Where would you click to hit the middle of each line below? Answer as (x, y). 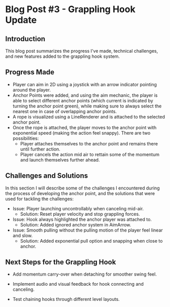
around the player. (31, 90)
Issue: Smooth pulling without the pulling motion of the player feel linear (88, 230)
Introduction (25, 39)
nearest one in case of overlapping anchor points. (65, 111)
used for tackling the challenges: (39, 199)
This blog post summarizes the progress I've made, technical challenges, (82, 51)
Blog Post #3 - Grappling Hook (70, 9)
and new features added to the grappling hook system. (63, 56)
